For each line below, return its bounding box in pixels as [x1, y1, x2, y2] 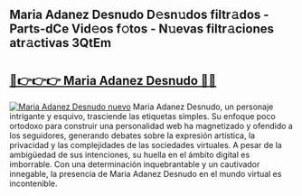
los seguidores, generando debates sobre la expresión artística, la [9, 130, 256, 141]
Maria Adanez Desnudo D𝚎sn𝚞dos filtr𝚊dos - [9, 7, 269, 23]
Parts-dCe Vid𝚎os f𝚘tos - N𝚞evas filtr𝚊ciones [9, 22, 274, 37]
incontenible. [9, 178, 58, 189]
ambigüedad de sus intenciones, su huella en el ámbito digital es [9, 149, 250, 160]
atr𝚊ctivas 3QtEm [9, 35, 111, 51]
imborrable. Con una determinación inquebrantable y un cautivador [9, 159, 260, 170]
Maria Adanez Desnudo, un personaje [132, 101, 274, 112]
